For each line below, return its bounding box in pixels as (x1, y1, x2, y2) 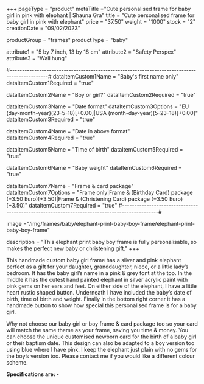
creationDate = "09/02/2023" (6, 24, 81, 32)
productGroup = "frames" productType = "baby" (6, 37, 128, 43)
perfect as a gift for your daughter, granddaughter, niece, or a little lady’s (6, 263, 189, 270)
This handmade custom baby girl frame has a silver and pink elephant (6, 257, 181, 264)
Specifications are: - (6, 371, 60, 378)
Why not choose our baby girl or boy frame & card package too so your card (6, 320, 198, 327)
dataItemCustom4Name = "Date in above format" (6, 128, 130, 134)
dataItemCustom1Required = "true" (6, 79, 94, 86)
